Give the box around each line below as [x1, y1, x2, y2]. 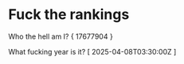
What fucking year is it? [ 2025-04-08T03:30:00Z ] [8, 47, 177, 56]
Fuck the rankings [8, 6, 130, 24]
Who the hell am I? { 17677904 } [8, 32, 113, 41]
